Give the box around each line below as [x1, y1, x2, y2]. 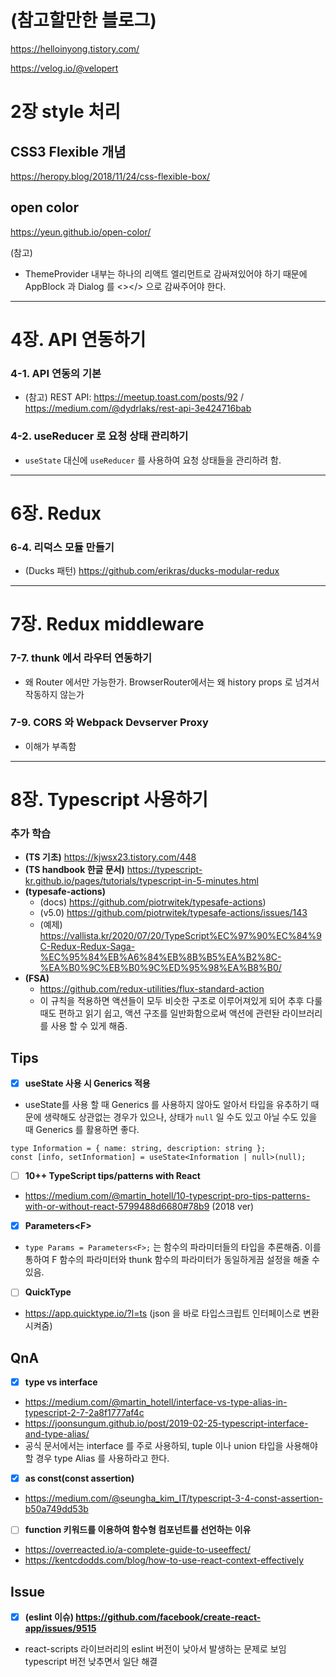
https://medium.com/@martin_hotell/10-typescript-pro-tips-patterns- [24, 1190, 311, 1202]
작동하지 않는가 [24, 688, 85, 700]
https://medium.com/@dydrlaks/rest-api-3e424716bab [24, 402, 252, 415]
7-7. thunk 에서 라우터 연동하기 [10, 651, 153, 665]
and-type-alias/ [24, 1428, 90, 1440]
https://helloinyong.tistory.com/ [10, 42, 140, 55]
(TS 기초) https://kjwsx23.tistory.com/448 [24, 851, 197, 863]
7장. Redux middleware [10, 613, 205, 636]
